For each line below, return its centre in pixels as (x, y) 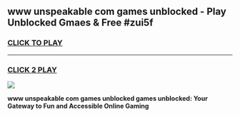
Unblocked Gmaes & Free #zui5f (80, 23)
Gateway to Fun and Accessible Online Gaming (78, 106)
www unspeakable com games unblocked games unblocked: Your (108, 98)
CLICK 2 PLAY (32, 69)
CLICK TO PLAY (35, 43)
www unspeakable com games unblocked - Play (117, 12)
